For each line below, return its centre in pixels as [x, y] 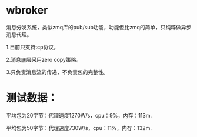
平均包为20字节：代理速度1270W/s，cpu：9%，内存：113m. [79, 115]
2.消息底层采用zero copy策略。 [44, 59]
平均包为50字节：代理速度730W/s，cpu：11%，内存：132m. [79, 128]
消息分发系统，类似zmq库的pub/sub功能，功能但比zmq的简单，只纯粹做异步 [99, 27]
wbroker [27, 10]
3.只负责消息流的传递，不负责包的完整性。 [57, 72]
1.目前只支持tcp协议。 [32, 47]
